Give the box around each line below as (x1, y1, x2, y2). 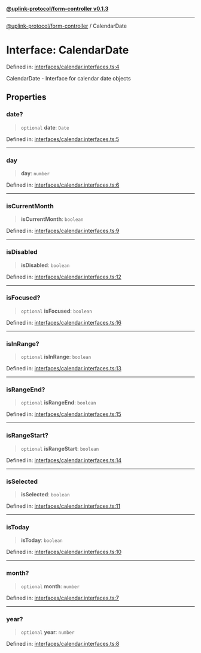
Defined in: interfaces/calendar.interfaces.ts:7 (6, 594, 120, 601)
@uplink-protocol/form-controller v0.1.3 (6, 5, 109, 12)
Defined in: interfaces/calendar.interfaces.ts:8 (6, 640, 120, 647)
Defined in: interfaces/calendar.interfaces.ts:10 (6, 549, 121, 556)
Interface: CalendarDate (6, 43, 129, 57)
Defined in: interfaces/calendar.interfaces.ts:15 (6, 411, 121, 418)
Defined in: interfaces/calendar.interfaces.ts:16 (6, 319, 121, 326)
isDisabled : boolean (20, 261, 70, 269)
